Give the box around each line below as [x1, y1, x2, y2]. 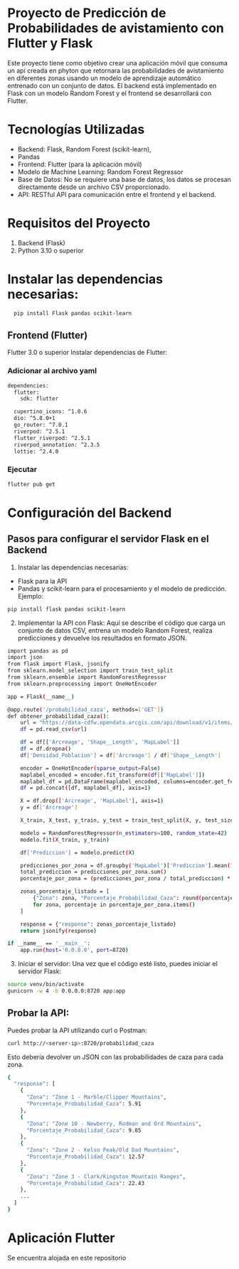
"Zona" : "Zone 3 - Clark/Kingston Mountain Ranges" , [26, 1173, 186, 1180]
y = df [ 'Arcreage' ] [20, 804, 78, 811]
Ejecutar [7, 464, 38, 474]
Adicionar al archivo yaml [7, 366, 97, 376]
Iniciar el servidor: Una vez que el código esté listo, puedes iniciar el [17, 960, 218, 968]
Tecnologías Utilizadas [7, 122, 145, 138]
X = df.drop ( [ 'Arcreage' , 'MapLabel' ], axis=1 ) [20, 798, 164, 805]
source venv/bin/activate [7, 981, 84, 988]
